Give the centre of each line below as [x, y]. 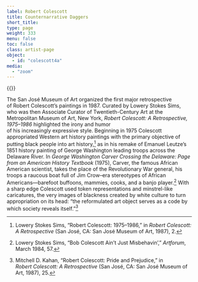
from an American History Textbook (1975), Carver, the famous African [92, 162]
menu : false [21, 39]
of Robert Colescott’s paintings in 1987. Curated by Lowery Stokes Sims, [94, 106]
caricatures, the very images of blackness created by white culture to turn [96, 195]
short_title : [23, 22]
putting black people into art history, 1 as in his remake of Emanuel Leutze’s [97, 143]
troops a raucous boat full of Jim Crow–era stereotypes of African [86, 175]
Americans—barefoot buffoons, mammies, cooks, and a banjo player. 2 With [98, 182]
